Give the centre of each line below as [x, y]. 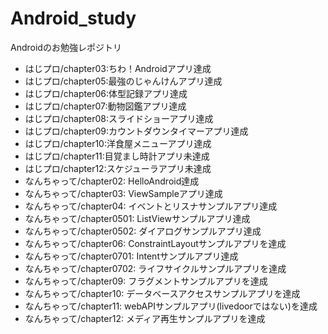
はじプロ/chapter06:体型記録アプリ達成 [106, 93]
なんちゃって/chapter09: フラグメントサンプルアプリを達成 [146, 281]
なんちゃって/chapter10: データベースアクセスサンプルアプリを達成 [162, 293]
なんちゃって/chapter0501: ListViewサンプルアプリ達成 [137, 218]
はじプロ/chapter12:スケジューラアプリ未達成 [118, 168]
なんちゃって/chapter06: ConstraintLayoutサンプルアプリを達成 [155, 243]
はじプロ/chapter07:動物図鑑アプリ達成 [105, 106]
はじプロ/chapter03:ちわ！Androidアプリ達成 [118, 68]
